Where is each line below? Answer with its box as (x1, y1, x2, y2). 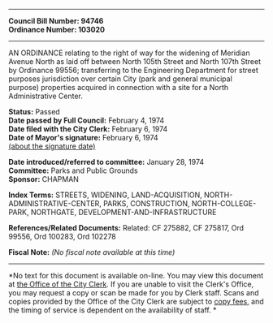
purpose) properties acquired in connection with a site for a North (8, 83, 229, 92)
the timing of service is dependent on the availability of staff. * (8, 305, 217, 315)
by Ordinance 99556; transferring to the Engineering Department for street (8, 66, 258, 75)
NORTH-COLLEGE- (191, 199, 257, 208)
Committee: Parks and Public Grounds (8, 166, 138, 175)
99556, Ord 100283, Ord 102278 (8, 232, 116, 241)
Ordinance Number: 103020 (8, 25, 106, 34)
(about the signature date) (8, 141, 96, 151)
